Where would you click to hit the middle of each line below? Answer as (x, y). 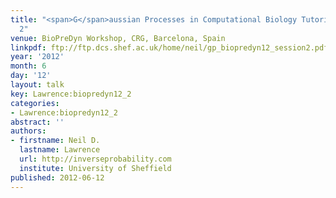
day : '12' (31, 76)
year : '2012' (37, 57)
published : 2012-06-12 (57, 177)
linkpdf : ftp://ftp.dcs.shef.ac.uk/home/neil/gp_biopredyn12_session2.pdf (169, 47)
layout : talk (37, 85)
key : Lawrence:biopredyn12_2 (71, 94)
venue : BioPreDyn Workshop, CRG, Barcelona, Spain (118, 38)
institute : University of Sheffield (95, 168)
